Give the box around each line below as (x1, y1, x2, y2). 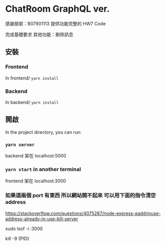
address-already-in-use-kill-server (5, 215, 79, 222)
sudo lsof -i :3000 (5, 225, 43, 232)
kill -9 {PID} (5, 235, 29, 241)
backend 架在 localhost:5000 (5, 153, 67, 159)
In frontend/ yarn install (5, 75, 59, 81)
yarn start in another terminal (5, 166, 81, 173)
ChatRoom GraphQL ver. (5, 3, 110, 15)
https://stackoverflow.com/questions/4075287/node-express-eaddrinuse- (5, 210, 161, 216)
